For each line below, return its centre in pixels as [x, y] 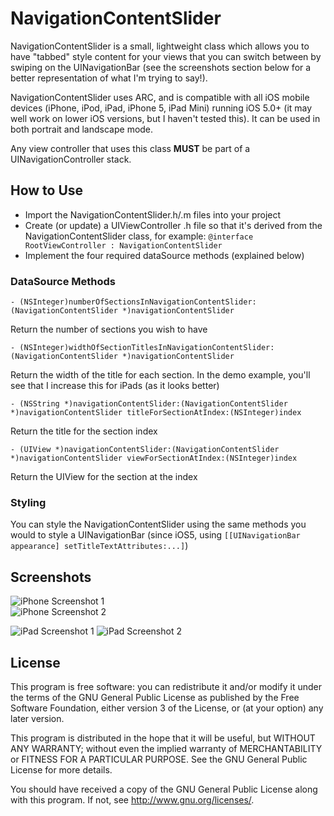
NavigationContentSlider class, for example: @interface [139, 236]
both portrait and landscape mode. [82, 129]
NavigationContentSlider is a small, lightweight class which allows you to [160, 46]
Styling [28, 502]
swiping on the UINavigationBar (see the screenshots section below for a [161, 67]
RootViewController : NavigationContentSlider [123, 245]
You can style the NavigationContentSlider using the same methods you [158, 524]
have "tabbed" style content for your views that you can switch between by [166, 56]
